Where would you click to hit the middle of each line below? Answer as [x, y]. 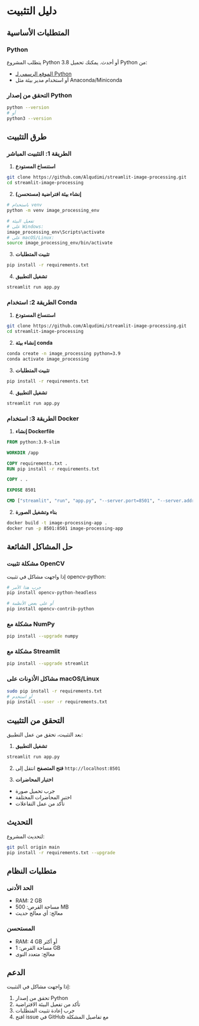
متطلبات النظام [32, 871]
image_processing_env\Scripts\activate [56, 232]
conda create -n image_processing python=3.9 [63, 354]
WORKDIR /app [23, 453]
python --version [28, 107]
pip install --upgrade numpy [43, 636]
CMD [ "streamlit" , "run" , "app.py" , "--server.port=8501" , [81, 501]
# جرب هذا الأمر [24, 587]
